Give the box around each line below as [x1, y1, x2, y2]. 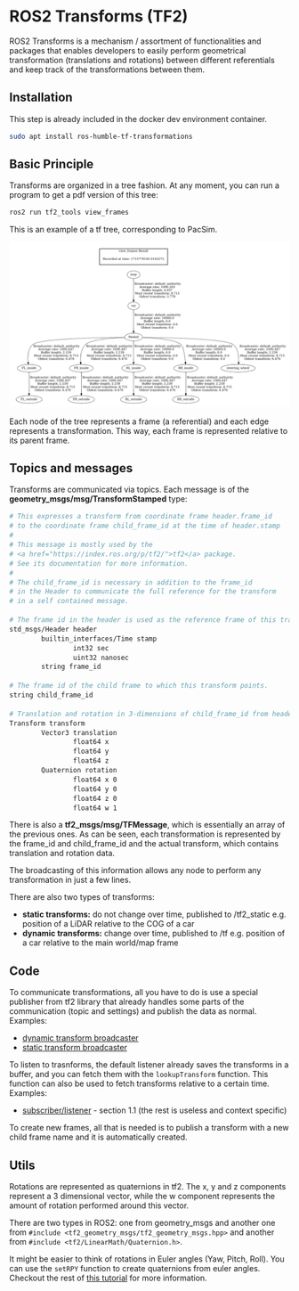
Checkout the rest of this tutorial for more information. [9, 1272, 207, 1284]
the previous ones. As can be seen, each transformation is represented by [9, 829, 281, 839]
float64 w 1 [72, 804, 117, 813]
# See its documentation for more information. [9, 559, 190, 568]
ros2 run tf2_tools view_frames [9, 208, 129, 217]
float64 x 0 [72, 775, 117, 784]
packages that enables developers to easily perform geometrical [9, 45, 246, 55]
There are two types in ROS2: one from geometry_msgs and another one [9, 1218, 276, 1229]
